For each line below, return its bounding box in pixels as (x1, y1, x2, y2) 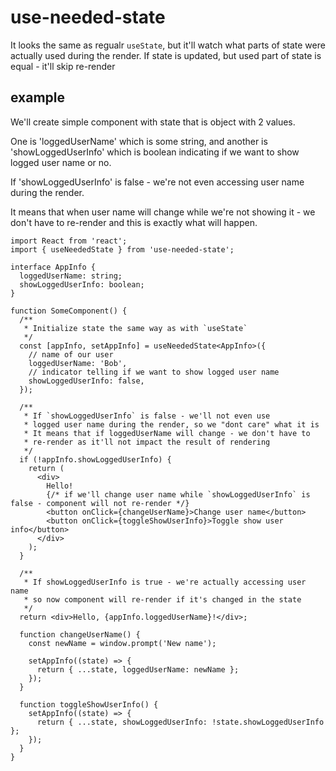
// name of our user (28, 349, 114, 360)
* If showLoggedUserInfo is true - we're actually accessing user (23, 577, 307, 587)
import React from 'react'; (10, 236, 128, 246)
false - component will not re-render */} (10, 498, 190, 508)
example (10, 89, 66, 106)
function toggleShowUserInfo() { (19, 699, 159, 710)
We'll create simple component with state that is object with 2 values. (10, 116, 296, 128)
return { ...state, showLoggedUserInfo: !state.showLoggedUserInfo (36, 717, 325, 727)
